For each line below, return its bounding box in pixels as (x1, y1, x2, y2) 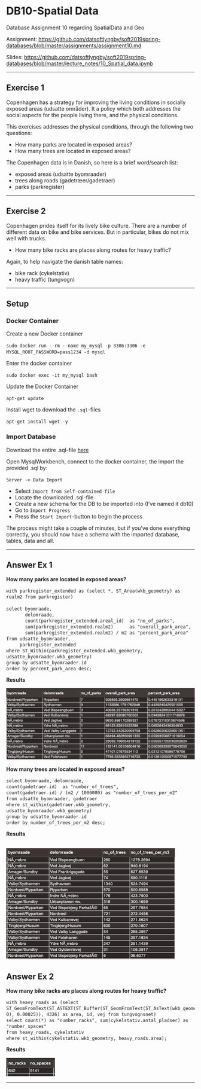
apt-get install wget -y (6, 419, 68, 425)
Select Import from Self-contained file (14, 487, 115, 495)
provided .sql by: (6, 464, 48, 471)
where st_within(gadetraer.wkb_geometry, (6, 802, 111, 808)
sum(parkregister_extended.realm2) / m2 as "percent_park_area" (25, 630, 188, 636)
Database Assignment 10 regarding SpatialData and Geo (6, 24, 145, 31)
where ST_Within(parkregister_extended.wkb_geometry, (6, 648, 144, 654)
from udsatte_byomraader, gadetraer (6, 796, 98, 802)
